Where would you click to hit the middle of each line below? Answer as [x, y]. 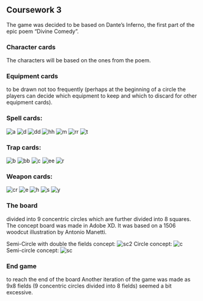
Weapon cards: [30, 176]
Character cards [31, 47]
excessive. [20, 292]
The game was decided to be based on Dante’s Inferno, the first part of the [101, 24]
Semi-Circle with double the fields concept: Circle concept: [89, 244]
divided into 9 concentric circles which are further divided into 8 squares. [99, 219]
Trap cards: [24, 147]
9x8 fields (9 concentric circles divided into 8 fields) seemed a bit [89, 286]
